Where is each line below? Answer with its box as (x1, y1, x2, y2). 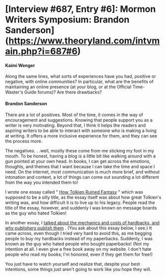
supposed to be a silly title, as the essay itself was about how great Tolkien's (5, 194, 162, 200)
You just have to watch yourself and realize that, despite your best (5, 261, 140, 267)
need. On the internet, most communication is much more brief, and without (5, 169, 160, 175)
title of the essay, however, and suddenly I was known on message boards (5, 205, 157, 210)
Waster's (5, 89, 23, 95)
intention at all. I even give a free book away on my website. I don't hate (5, 246, 152, 252)
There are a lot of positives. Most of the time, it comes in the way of (5, 112, 143, 118)
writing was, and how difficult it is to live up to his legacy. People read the (5, 200, 155, 206)
